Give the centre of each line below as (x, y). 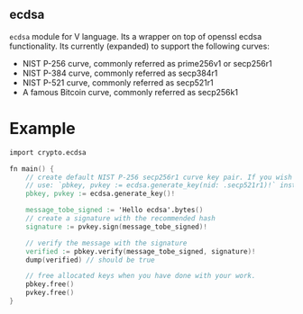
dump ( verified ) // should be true (90, 260)
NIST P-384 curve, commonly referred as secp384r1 (120, 73)
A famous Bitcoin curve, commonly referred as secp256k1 (130, 92)
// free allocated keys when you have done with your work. (141, 276)
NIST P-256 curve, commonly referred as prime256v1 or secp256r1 (147, 63)
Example (42, 129)
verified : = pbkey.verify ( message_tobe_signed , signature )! (141, 251)
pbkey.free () (50, 284)
